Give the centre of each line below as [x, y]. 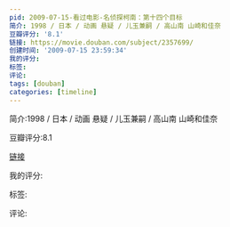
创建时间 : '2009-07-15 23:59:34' [68, 51]
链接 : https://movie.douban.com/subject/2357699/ [101, 42]
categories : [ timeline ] [53, 92]
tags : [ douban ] [37, 84]
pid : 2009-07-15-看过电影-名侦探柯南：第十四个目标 [96, 17]
